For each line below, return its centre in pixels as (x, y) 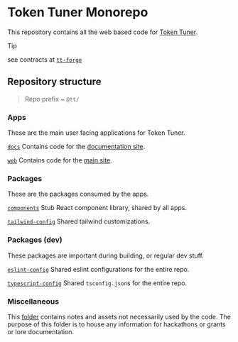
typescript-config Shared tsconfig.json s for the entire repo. (97, 283)
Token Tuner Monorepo (78, 12)
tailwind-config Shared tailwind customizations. (79, 221)
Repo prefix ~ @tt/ (52, 99)
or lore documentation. (41, 331)
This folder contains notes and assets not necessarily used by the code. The (119, 316)
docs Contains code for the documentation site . (76, 147)
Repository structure (54, 82)
